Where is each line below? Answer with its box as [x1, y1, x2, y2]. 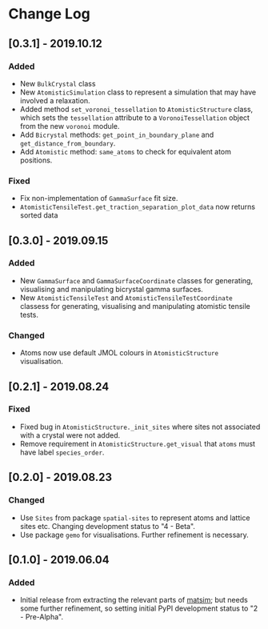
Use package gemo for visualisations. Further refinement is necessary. [19, 530, 250, 539]
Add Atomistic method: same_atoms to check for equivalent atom [19, 146, 232, 156]
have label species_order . [19, 447, 105, 457]
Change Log [8, 5, 90, 23]
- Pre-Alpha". [19, 612, 64, 622]
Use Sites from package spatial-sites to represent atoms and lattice [19, 513, 250, 523]
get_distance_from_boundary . [19, 138, 116, 148]
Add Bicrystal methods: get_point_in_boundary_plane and [19, 130, 214, 139]
